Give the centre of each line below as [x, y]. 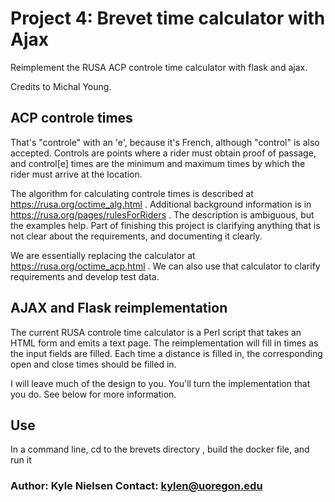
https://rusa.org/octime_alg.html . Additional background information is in [161, 204]
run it [21, 460]
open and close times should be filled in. [93, 364]
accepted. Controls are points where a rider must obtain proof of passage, [163, 153]
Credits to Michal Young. [61, 86]
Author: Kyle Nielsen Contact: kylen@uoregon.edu [136, 486]
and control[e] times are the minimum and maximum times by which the [158, 163]
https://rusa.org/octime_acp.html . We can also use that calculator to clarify [165, 266]
